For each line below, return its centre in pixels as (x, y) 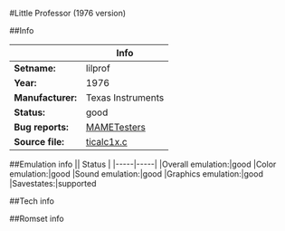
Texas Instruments (125, 97)
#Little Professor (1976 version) (68, 13)
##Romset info (37, 218)
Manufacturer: (46, 97)
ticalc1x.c (107, 142)
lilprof (98, 68)
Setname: (35, 68)
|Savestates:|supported (53, 183)
